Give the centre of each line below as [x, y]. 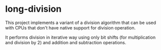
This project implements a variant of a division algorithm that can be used [80, 23]
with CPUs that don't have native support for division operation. [71, 27]
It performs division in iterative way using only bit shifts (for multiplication [80, 37]
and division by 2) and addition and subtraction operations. [66, 42]
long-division [33, 9]
